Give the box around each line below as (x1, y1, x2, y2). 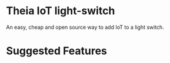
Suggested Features (6, 44, 108, 58)
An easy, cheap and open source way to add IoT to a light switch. (6, 24, 165, 31)
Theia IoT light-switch (6, 4, 115, 18)
